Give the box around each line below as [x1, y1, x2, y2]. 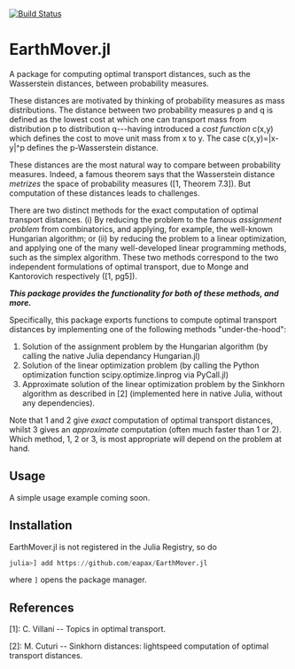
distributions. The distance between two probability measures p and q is [9, 105, 273, 115]
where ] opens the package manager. [9, 574, 148, 585]
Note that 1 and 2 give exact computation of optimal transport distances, [9, 415, 273, 425]
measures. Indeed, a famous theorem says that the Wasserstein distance [9, 168, 276, 179]
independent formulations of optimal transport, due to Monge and [9, 261, 250, 272]
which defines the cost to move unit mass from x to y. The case [9, 133, 241, 144]
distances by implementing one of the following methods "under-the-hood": [9, 323, 287, 334]
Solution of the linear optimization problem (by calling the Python [21, 360, 260, 370]
